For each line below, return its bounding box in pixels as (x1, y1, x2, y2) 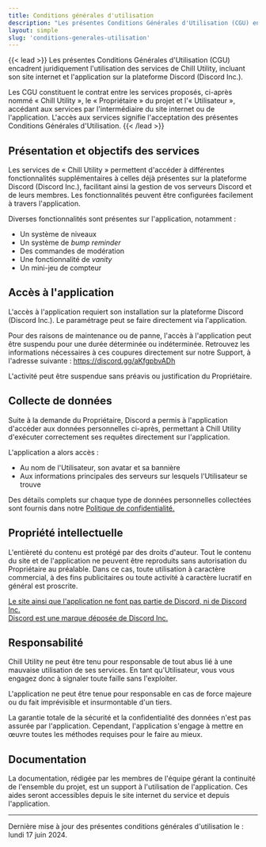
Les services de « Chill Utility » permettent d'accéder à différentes (8, 165, 225, 175)
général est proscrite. (8, 581, 78, 591)
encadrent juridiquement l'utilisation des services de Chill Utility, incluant (8, 64, 245, 74)
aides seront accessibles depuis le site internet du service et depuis (8, 791, 230, 800)
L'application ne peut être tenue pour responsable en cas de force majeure (8, 689, 252, 699)
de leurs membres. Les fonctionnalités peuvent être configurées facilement (8, 191, 253, 200)
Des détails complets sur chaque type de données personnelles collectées (8, 495, 252, 504)
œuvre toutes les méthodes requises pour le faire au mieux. (8, 730, 203, 739)
